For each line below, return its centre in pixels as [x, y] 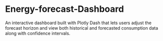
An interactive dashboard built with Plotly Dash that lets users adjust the [78, 23]
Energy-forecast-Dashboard [65, 9]
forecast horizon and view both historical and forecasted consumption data [82, 28]
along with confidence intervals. [38, 33]
